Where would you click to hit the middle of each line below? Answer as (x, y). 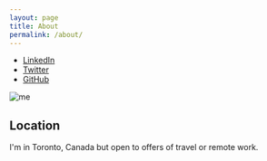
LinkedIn (39, 61)
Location (35, 125)
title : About (34, 26)
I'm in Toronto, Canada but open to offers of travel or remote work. (134, 147)
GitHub (36, 80)
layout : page (34, 18)
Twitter (36, 70)
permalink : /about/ (46, 34)
